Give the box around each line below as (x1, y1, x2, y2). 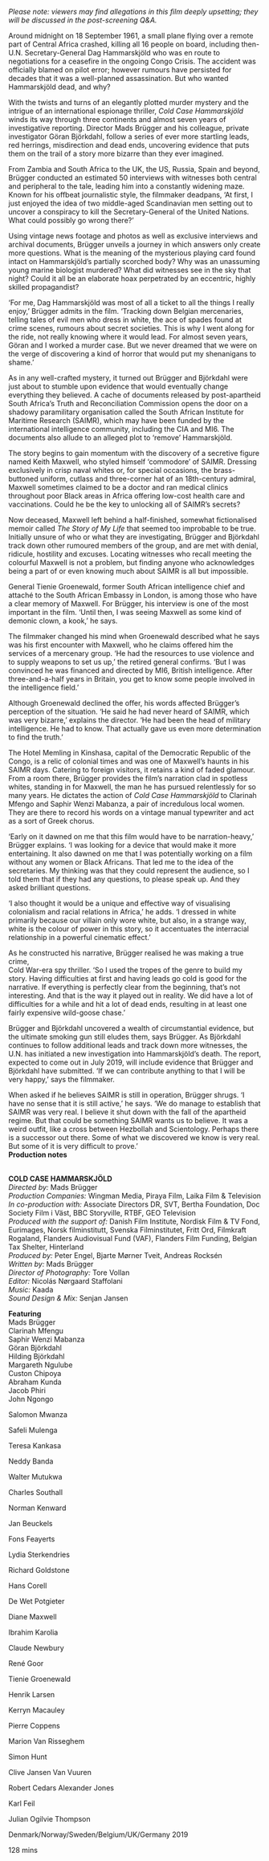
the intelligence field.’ (8, 682, 79, 692)
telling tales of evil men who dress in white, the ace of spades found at (8, 315, 243, 324)
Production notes (8, 1150, 67, 1159)
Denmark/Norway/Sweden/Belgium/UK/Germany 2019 (8, 1830, 189, 1839)
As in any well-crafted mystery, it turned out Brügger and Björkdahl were (8, 373, 249, 382)
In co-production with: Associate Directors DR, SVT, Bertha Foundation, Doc (8, 1199, 260, 1209)
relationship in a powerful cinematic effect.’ (8, 933, 151, 942)
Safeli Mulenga (8, 1425, 58, 1435)
